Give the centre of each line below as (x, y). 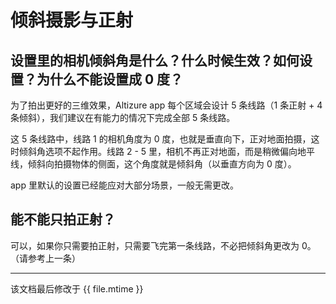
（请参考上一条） (45, 258)
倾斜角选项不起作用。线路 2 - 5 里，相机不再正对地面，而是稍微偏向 (158, 151)
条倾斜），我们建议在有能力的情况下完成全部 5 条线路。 (123, 117)
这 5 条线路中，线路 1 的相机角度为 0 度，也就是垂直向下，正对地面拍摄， (161, 139)
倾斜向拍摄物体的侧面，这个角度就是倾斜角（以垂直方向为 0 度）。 (162, 164)
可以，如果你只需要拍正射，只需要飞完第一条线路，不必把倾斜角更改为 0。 (163, 245)
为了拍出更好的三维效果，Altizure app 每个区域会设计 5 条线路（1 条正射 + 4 (166, 105)
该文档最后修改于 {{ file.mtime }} (77, 288)
